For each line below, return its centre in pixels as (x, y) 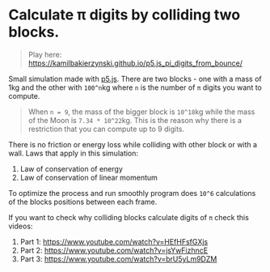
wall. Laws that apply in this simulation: (74, 153)
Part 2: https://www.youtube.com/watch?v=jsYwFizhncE (114, 250)
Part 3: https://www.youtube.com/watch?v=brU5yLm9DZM (118, 259)
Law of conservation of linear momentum (89, 177)
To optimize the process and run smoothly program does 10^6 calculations (132, 193)
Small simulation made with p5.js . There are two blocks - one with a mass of (135, 79)
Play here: (45, 54)
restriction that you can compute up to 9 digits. (106, 129)
